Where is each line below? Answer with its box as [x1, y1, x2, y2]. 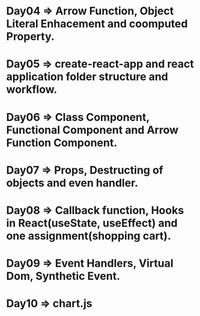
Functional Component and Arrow [6, 123, 179, 136]
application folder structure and [6, 70, 168, 84]
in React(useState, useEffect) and [6, 216, 178, 229]
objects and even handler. [6, 176, 139, 190]
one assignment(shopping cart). [6, 229, 171, 243]
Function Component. [6, 136, 118, 150]
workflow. [6, 83, 58, 97]
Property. [6, 30, 55, 43]
